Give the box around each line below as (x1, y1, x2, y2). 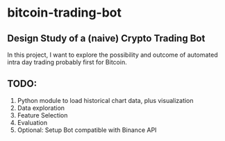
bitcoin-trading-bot (7, 5, 122, 21)
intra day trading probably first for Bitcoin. (7, 58, 127, 66)
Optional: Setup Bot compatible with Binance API (17, 126, 157, 134)
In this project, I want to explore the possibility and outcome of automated (7, 50, 219, 59)
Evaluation (17, 118, 48, 126)
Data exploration (17, 104, 65, 112)
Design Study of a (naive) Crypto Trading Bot (7, 32, 206, 44)
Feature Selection (17, 111, 68, 119)
